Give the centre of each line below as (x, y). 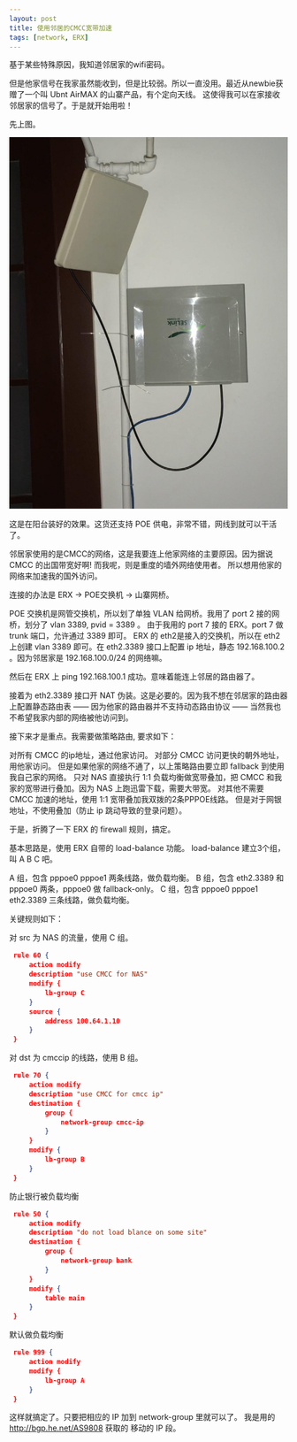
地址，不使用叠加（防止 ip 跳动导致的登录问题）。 (98, 810)
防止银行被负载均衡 (44, 1196)
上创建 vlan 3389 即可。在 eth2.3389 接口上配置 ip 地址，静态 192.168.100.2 (147, 647)
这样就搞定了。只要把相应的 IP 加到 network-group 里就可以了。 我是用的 (142, 1417)
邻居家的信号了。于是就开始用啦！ (71, 105)
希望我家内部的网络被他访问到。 (75, 717)
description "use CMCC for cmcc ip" (96, 1094)
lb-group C (65, 993)
